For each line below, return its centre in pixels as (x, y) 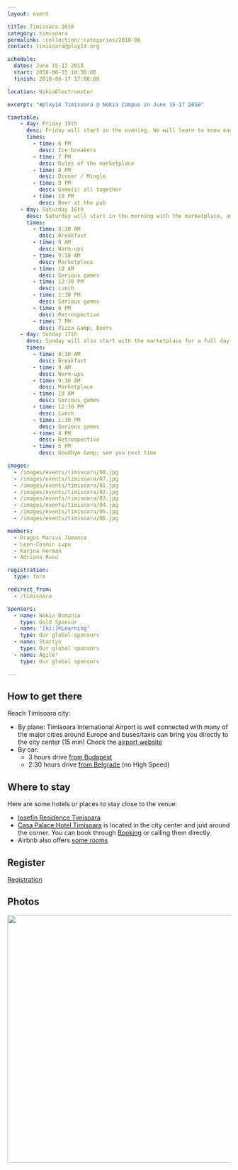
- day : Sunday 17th (49, 334)
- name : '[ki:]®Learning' (52, 629)
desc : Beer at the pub (72, 202)
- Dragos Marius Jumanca (50, 538)
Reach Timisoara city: (39, 713)
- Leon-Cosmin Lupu (42, 544)
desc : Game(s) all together (80, 190)
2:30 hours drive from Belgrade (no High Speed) (99, 764)
